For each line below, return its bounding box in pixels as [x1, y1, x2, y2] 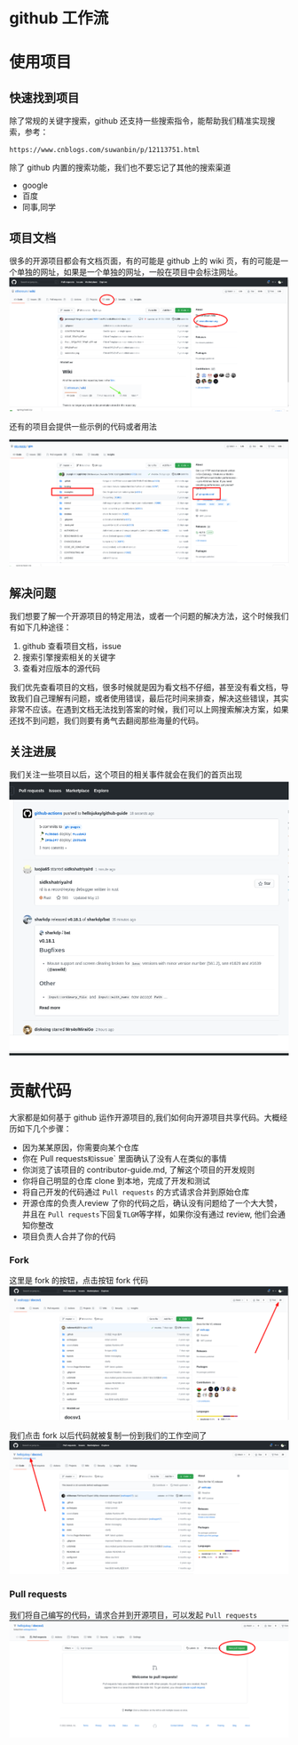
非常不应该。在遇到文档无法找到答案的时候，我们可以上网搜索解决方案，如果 [9, 704, 289, 715]
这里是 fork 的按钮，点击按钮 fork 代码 [9, 1275, 149, 1286]
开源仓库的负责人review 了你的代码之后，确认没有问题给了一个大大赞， [21, 1197, 282, 1208]
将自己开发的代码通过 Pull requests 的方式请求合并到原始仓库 [21, 1186, 250, 1197]
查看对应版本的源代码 [21, 663, 100, 674]
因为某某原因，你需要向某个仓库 [21, 1142, 139, 1153]
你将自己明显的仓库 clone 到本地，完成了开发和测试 [21, 1175, 210, 1186]
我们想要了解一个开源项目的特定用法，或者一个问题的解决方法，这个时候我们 [9, 611, 289, 622]
